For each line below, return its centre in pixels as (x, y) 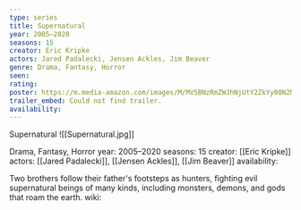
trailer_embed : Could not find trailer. (86, 101)
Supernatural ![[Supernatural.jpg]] (72, 134)
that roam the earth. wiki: (56, 197)
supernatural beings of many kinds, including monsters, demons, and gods (147, 188)
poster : (24, 92)
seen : (19, 76)
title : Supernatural (48, 26)
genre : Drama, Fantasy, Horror (68, 68)
